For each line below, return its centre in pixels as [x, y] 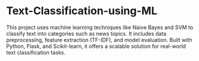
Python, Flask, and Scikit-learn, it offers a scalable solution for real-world [96, 46]
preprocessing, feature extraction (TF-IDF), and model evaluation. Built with [99, 40]
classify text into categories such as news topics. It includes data [86, 33]
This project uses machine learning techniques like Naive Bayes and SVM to [100, 27]
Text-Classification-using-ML [82, 11]
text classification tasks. [36, 52]
